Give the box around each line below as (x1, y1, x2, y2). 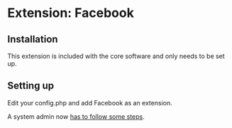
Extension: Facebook (7, 5, 135, 21)
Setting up (7, 80, 55, 92)
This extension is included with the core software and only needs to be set (7, 52, 225, 60)
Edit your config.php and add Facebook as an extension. (7, 98, 172, 107)
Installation (7, 33, 58, 45)
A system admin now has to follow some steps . (7, 112, 145, 121)
